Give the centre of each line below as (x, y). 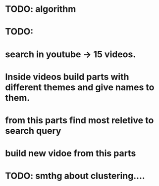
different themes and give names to (80, 87)
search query (33, 130)
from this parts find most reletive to (79, 120)
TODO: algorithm (41, 9)
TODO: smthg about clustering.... (75, 176)
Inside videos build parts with (67, 77)
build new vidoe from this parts (71, 153)
